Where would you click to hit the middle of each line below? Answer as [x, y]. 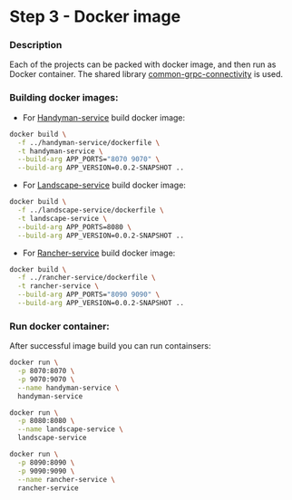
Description [36, 45]
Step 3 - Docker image [95, 17]
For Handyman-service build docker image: [104, 117]
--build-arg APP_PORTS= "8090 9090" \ [89, 295]
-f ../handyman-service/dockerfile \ [89, 142]
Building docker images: [64, 98]
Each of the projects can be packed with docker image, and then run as [143, 64]
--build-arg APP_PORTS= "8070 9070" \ [89, 159]
